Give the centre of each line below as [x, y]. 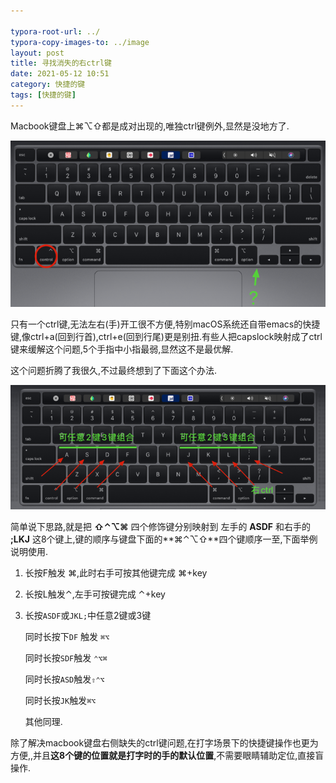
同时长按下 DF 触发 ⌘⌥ [67, 637]
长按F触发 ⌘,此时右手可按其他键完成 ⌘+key [116, 573]
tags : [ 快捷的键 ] [43, 95]
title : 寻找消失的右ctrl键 [61, 63]
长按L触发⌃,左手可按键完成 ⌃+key [95, 594]
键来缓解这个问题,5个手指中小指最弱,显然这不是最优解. [122, 349]
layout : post [37, 53]
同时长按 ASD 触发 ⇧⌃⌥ [64, 679]
